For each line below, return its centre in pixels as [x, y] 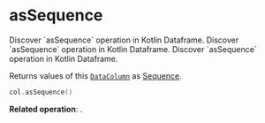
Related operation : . [46, 109]
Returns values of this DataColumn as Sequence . [96, 75]
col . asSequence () [41, 92]
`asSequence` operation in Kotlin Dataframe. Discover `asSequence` [133, 49]
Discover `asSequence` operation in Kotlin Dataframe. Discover [124, 40]
